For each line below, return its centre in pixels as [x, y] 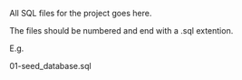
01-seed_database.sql [51, 66]
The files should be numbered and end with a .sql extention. [121, 30]
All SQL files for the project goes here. [81, 13]
